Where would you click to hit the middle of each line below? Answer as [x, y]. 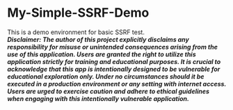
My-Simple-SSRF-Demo [78, 13]
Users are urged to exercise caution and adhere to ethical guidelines [109, 91]
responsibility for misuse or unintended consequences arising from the [112, 47]
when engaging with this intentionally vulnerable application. [98, 98]
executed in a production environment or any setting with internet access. [117, 84]
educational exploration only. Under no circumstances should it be [106, 76]
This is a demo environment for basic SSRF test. [76, 32]
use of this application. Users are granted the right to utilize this [102, 54]
